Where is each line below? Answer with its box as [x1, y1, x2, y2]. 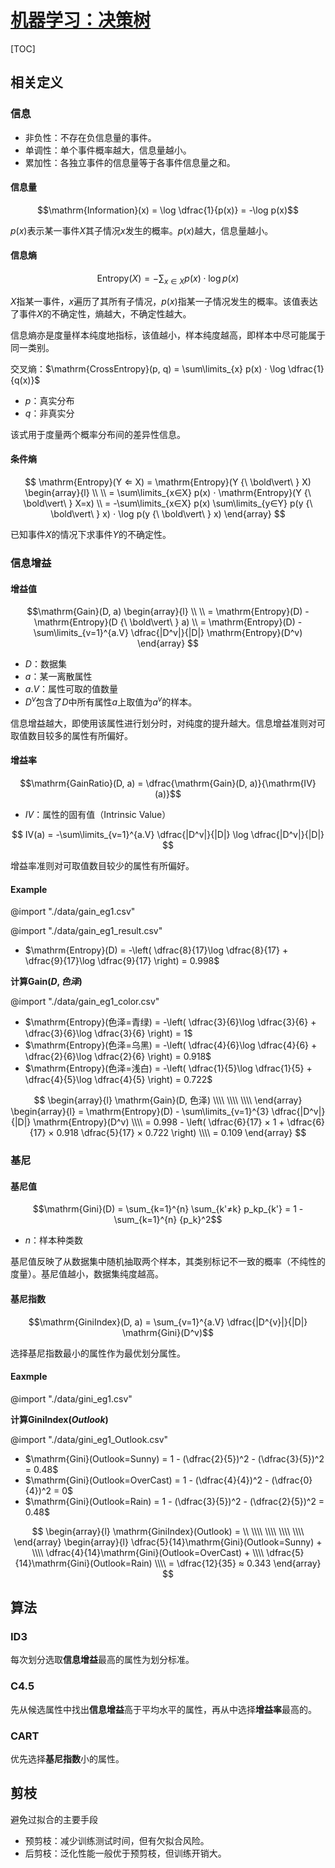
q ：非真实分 [24, 407, 75, 419]
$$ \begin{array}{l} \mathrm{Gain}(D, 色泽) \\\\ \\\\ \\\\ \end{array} [33, 1094, 303, 1106]
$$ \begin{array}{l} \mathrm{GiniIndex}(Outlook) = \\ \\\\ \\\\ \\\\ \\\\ [31, 1525, 305, 1537]
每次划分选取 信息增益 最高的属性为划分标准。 [10, 1654, 195, 1666]
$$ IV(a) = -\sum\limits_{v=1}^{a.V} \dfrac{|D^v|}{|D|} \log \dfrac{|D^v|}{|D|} [11, 829, 325, 841]
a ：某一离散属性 [24, 671, 93, 683]
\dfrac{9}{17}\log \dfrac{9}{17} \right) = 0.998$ [24, 955, 220, 967]
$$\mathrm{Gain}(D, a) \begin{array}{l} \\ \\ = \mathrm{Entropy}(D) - [26, 606, 310, 618]
